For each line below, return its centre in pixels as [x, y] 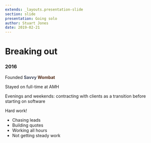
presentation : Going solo [31, 18]
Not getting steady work [36, 135]
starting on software [25, 101]
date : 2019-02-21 [23, 28]
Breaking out [31, 52]
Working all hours [30, 130]
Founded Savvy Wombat [30, 77]
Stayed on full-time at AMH [32, 87]
